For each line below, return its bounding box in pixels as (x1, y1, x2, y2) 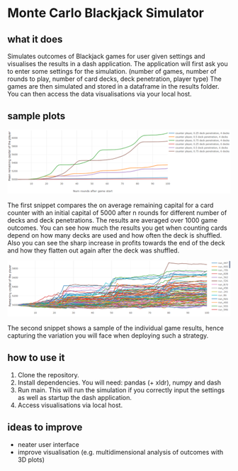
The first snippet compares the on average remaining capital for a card (7, 201, 214, 209)
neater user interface (17, 440, 79, 448)
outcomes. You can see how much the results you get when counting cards (7, 223, 228, 232)
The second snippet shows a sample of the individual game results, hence (7, 323, 225, 332)
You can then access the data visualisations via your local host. (7, 90, 193, 98)
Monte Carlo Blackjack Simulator (7, 5, 204, 21)
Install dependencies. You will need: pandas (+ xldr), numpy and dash (17, 378, 222, 387)
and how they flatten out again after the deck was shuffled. (7, 246, 180, 255)
